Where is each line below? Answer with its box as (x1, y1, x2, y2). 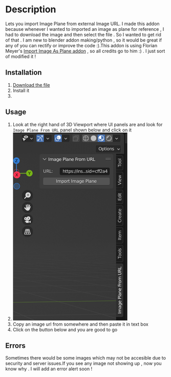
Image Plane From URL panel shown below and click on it (12, 127, 132, 133)
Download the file (12, 82, 50, 88)
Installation (5, 68, 42, 77)
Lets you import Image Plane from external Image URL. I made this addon (5, 21, 160, 27)
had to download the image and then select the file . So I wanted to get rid (5, 31, 161, 37)
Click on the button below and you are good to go (12, 326, 118, 332)
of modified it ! (5, 53, 36, 60)
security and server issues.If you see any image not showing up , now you (5, 361, 162, 367)
